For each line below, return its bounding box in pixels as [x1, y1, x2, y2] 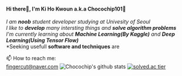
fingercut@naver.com [6, 63, 59, 70]
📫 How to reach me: [6, 55, 56, 62]
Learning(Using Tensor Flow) [6, 37, 79, 44]
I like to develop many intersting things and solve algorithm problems [6, 25, 177, 32]
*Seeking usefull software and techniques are [6, 43, 120, 50]
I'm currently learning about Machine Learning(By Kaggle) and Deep [6, 30, 175, 38]
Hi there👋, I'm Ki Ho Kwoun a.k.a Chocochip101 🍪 [6, 5, 126, 12]
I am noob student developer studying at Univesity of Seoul [6, 18, 151, 25]
